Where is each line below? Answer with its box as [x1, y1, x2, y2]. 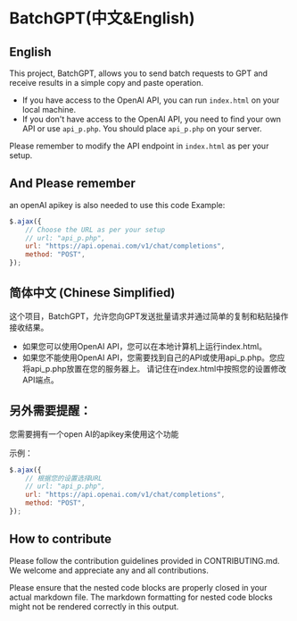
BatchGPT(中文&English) [9, 8, 195, 29]
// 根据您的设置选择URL [25, 474, 103, 483]
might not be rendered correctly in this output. [9, 600, 179, 612]
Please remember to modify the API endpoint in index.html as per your [9, 140, 269, 151]
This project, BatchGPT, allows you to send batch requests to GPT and [9, 68, 268, 79]
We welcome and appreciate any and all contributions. [9, 565, 210, 575]
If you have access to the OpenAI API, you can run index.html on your [21, 95, 280, 105]
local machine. [21, 105, 77, 114]
